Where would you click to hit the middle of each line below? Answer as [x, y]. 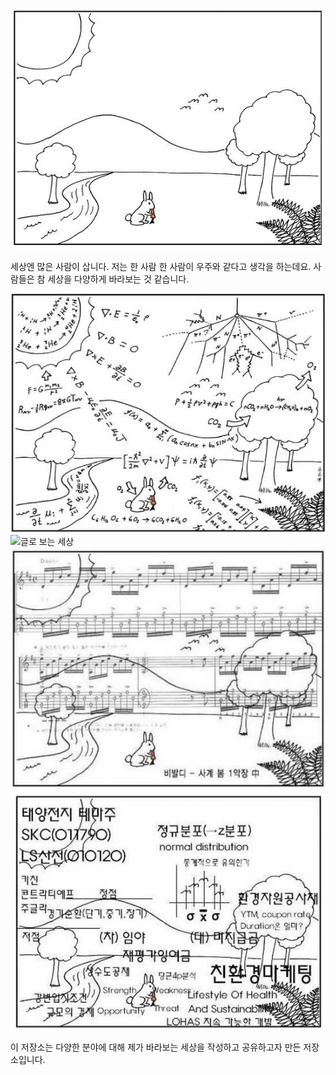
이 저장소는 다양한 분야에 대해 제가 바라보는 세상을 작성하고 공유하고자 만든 [156, 1047]
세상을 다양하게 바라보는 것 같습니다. [118, 279]
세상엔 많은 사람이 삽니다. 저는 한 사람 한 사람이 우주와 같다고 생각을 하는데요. [161, 266]
